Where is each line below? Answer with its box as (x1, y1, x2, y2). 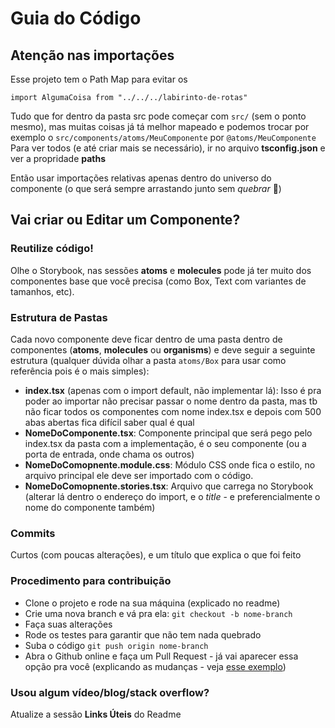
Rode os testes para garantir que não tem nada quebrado (24, 628, 262, 641)
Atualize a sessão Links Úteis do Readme (10, 708, 182, 720)
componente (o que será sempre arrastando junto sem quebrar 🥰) (10, 183, 282, 194)
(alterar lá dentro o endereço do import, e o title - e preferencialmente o (24, 490, 321, 502)
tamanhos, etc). (10, 285, 75, 297)
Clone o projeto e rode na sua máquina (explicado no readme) (24, 597, 281, 609)
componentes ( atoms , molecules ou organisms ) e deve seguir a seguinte (10, 343, 316, 356)
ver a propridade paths (10, 153, 107, 164)
